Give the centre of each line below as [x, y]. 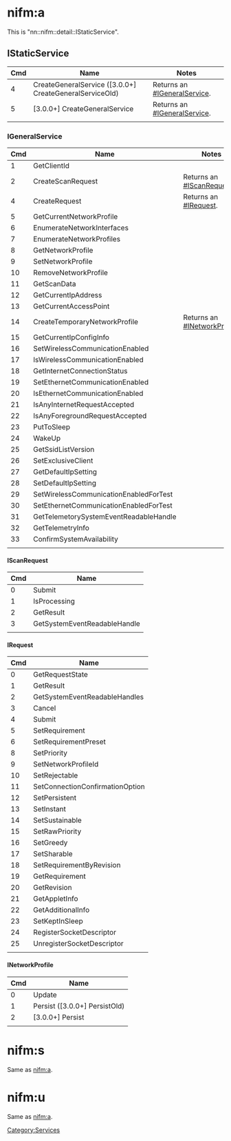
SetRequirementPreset [70, 742]
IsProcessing [54, 602]
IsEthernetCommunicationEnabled [88, 393]
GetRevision [53, 888]
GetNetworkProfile [63, 250]
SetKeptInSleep [58, 921]
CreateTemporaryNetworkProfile [86, 322]
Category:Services [34, 1130]
